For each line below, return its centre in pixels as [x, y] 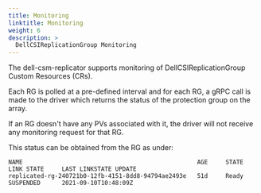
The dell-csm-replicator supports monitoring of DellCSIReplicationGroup [127, 68]
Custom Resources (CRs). [51, 76]
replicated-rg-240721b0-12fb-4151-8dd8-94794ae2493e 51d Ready [126, 176]
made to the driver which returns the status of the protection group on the [129, 100]
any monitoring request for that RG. [66, 133]
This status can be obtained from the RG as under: [91, 148]
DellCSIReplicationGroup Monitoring [76, 45]
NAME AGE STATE [126, 162]
